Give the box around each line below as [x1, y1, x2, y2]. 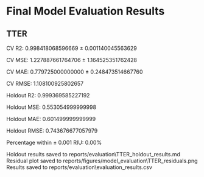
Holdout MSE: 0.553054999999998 [6, 103, 96, 111]
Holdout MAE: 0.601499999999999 [6, 116, 96, 122]
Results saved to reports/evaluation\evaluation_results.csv [6, 164, 152, 171]
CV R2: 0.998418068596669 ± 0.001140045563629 [6, 44, 137, 52]
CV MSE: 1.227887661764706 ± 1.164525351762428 [6, 57, 137, 63]
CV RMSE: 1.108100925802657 [6, 80, 84, 87]
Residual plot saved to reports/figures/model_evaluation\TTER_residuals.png [6, 157, 198, 164]
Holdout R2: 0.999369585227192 [6, 92, 90, 99]
